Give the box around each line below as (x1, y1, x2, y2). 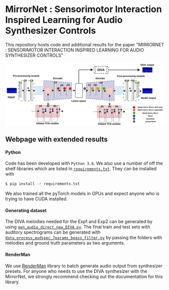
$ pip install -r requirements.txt (5, 181, 80, 187)
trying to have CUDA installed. (5, 196, 68, 202)
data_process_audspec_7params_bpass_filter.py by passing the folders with (5, 235, 162, 241)
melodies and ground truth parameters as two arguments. (5, 240, 125, 246)
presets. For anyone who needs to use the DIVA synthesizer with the (5, 268, 147, 274)
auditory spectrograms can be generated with (5, 229, 101, 235)
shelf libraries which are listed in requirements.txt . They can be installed (5, 166, 157, 172)
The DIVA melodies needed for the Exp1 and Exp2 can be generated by (5, 219, 153, 225)
